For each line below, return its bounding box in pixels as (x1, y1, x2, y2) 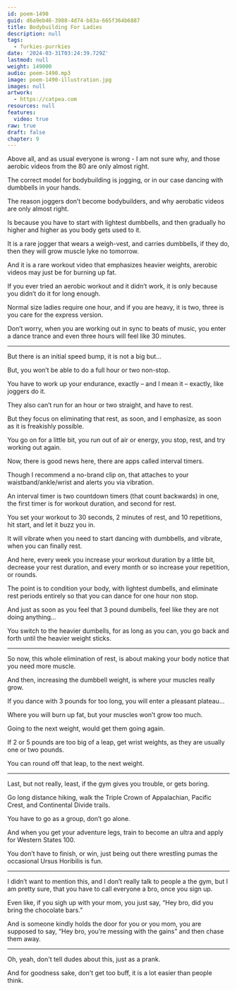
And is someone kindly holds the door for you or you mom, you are (7, 920, 202, 928)
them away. (7, 935, 41, 943)
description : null (7, 30, 61, 37)
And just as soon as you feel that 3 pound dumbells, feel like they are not (7, 605, 219, 614)
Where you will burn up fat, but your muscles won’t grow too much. (7, 711, 203, 719)
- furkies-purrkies (13, 43, 71, 50)
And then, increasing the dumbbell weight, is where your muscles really (7, 676, 215, 685)
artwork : (7, 89, 33, 96)
